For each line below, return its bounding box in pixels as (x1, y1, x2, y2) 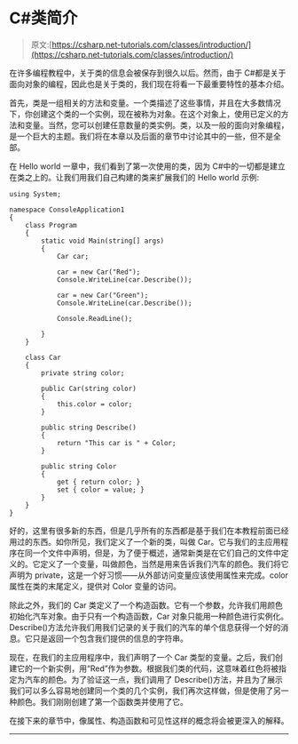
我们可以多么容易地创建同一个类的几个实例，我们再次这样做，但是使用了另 (9, 685, 281, 696)
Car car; (56, 252, 90, 260)
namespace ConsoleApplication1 (9, 205, 125, 214)
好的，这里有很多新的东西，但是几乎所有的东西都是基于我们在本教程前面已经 (9, 525, 289, 536)
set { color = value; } (56, 485, 145, 494)
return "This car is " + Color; (56, 438, 176, 447)
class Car (25, 353, 62, 362)
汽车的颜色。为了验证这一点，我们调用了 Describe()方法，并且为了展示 (24, 674, 284, 684)
